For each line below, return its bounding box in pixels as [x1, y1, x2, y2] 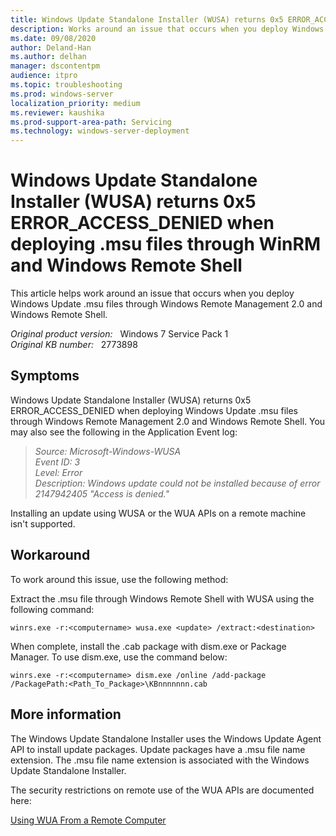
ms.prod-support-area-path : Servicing [10, 117, 172, 127]
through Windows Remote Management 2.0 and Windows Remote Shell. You [10, 415, 326, 427]
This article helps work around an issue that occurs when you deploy [10, 287, 295, 300]
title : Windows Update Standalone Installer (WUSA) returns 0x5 [10, 14, 284, 25]
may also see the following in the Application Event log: [10, 426, 238, 438]
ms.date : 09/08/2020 [10, 33, 97, 43]
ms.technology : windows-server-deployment [10, 126, 190, 136]
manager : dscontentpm [10, 61, 101, 71]
